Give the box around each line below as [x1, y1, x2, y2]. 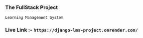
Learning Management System [5, 15, 64, 20]
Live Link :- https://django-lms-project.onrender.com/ [5, 27, 138, 34]
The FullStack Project [5, 4, 58, 11]
